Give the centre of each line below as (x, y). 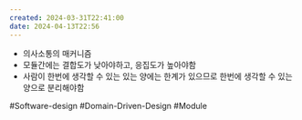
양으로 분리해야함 (53, 87)
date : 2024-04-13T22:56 (55, 26)
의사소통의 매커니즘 (57, 53)
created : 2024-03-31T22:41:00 (67, 18)
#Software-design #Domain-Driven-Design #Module (109, 105)
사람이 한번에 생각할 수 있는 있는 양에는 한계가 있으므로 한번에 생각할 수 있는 (158, 76)
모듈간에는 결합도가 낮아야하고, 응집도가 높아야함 (109, 65)
